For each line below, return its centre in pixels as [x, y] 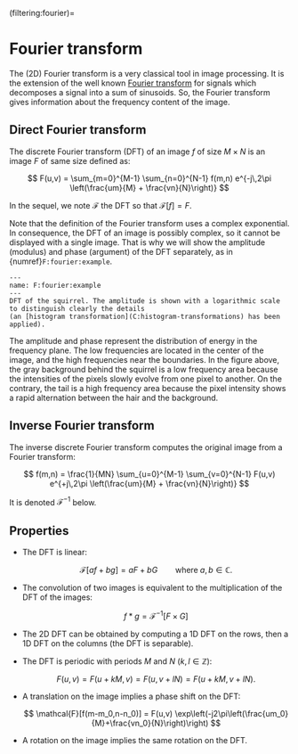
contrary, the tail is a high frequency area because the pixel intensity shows [148, 388]
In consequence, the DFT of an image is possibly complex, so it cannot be [145, 233]
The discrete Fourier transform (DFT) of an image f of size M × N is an [137, 152]
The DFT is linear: [54, 553]
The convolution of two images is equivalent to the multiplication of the [152, 588]
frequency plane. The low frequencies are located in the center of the [137, 350]
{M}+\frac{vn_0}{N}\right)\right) [150, 723]
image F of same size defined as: [70, 160]
